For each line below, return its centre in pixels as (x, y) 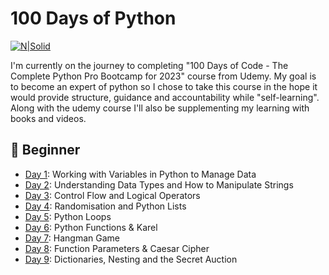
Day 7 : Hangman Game (72, 238)
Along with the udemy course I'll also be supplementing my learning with (160, 108)
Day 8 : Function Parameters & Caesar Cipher (117, 248)
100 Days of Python (93, 18)
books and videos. (48, 118)
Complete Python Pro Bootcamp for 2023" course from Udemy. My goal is (163, 76)
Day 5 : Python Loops (68, 216)
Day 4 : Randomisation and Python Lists (105, 206)
